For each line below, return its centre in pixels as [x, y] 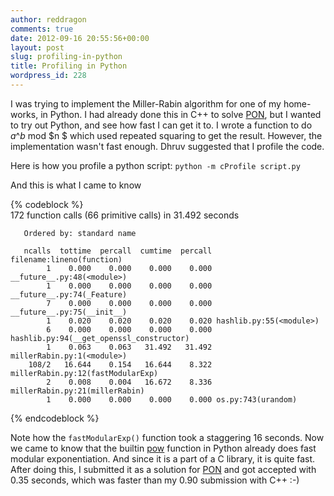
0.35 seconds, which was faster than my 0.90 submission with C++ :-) [155, 480]
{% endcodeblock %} [55, 418]
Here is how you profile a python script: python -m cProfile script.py [155, 165]
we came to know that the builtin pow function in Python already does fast [163, 448]
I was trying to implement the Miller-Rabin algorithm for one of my [146, 103]
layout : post [37, 47]
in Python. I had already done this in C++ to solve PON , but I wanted [181, 114]
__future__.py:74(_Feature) [69, 294]
